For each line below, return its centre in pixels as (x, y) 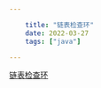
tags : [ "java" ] (53, 41)
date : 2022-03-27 (57, 33)
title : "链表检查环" (60, 25)
